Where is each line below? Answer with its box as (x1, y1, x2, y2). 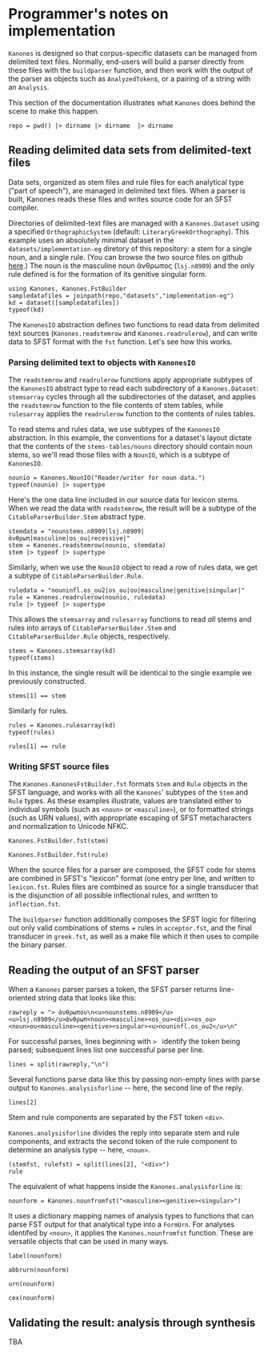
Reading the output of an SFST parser (8, 963, 200, 977)
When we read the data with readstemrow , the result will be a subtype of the (8, 503, 257, 513)
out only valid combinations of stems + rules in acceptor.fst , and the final (8, 923, 252, 933)
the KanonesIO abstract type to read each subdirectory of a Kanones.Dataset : (8, 383, 258, 393)
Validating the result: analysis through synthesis (8, 1315, 256, 1329)
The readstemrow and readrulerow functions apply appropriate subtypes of (8, 375, 254, 385)
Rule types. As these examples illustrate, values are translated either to (8, 796, 242, 806)
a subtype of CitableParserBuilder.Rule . (8, 571, 144, 581)
